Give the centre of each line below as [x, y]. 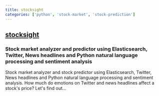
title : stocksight [24, 10]
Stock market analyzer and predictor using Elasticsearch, [76, 49]
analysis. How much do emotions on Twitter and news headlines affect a [80, 83]
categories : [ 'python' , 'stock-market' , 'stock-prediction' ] [70, 14]
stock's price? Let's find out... [36, 88]
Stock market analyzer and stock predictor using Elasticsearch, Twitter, [78, 72]
